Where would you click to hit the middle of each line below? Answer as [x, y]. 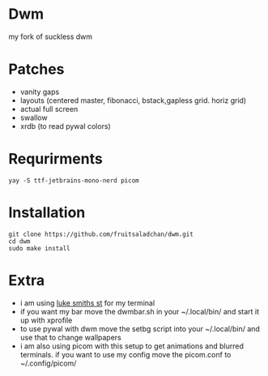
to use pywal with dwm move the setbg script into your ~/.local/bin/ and [140, 328]
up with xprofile [46, 320]
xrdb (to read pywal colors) [65, 126]
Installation [47, 212]
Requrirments [55, 159]
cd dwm [19, 241]
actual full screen [49, 109]
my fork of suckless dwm [51, 36]
